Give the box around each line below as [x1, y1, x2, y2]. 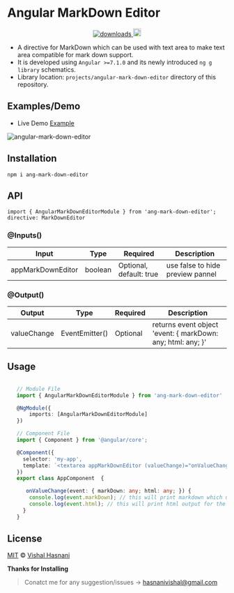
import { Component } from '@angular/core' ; [16, 437, 148, 444]
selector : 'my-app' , [22, 455, 82, 463]
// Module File [16, 385, 61, 392]
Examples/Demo [7, 100, 81, 112]
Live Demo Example [17, 118, 75, 127]
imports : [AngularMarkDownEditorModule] [29, 411, 148, 418]
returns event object [152, 319, 219, 329]
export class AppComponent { [16, 475, 104, 482]
